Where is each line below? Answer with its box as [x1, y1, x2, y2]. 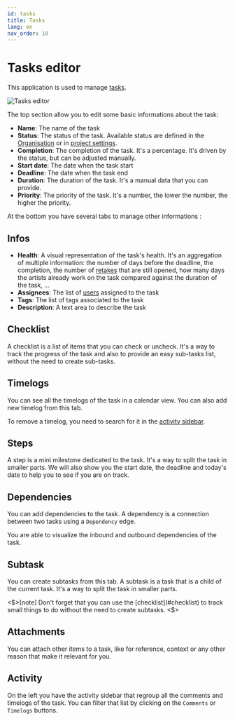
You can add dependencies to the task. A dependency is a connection [7, 510, 210, 518]
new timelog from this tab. [7, 403, 83, 412]
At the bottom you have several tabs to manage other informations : [7, 212, 201, 221]
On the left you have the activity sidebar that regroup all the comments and [7, 691, 224, 699]
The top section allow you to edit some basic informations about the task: [7, 110, 219, 119]
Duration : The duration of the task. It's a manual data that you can [17, 176, 208, 184]
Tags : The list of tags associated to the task [17, 296, 144, 304]
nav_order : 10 [7, 29, 49, 37]
